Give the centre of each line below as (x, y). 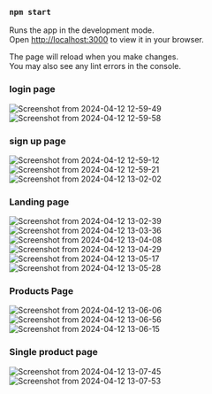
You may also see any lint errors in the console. (95, 66)
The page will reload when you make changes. (94, 57)
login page (32, 89)
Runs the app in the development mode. (82, 30)
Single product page (54, 352)
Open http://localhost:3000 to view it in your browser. (107, 40)
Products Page (41, 291)
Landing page (39, 202)
